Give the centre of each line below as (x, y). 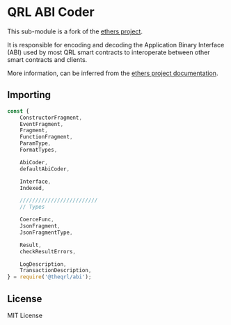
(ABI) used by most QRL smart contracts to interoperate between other (109, 52)
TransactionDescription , (56, 271)
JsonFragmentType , (46, 232)
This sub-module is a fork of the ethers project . (75, 31)
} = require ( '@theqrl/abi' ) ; (49, 277)
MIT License (25, 315)
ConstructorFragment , (51, 118)
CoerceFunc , (37, 220)
